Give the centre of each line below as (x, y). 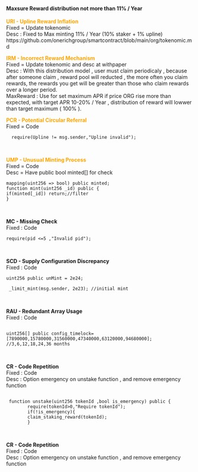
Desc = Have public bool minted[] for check (60, 173)
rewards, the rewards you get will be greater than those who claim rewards (98, 84)
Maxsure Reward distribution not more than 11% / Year (74, 8)
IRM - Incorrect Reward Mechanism (51, 58)
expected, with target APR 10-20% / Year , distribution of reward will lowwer (99, 102)
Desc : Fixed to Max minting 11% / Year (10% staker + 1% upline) (84, 34)
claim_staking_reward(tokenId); (68, 417)
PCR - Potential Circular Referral (47, 120)
